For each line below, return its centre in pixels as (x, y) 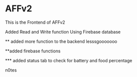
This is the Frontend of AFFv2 (35, 22)
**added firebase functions (33, 51)
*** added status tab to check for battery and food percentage (69, 60)
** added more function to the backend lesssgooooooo (61, 41)
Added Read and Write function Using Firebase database (63, 32)
